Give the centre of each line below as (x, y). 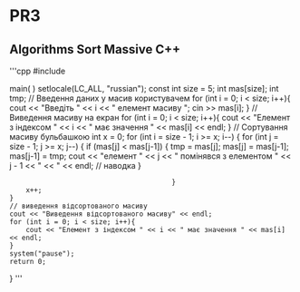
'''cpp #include (38, 71)
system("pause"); (42, 254)
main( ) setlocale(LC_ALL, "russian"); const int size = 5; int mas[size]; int (144, 88)
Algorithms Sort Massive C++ (95, 49)
